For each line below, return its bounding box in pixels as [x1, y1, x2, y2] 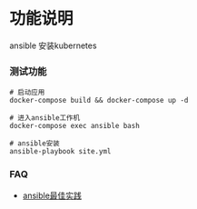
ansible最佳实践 [22, 190, 82, 201]
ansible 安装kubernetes [9, 40, 97, 51]
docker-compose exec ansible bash [9, 122, 141, 131]
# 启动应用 [9, 88, 45, 97]
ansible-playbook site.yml [9, 147, 112, 156]
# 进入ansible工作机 [9, 114, 80, 123]
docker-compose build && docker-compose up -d [9, 96, 189, 105]
